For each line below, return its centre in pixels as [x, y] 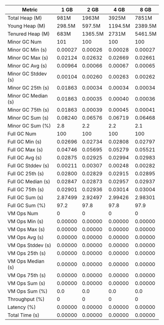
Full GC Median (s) [29, 182]
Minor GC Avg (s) [27, 66]
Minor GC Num [25, 42]
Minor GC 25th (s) [29, 88]
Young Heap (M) [26, 26]
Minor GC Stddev [27, 74]
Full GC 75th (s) [26, 189]
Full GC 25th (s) [26, 174]
